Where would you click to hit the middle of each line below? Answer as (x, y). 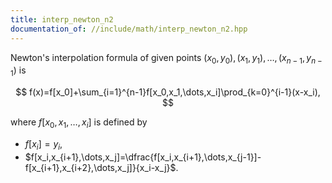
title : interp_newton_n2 (62, 19)
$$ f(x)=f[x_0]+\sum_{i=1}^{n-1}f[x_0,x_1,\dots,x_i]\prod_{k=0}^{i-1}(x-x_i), (168, 92)
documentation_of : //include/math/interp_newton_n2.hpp (129, 29)
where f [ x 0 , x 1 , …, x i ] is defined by (79, 123)
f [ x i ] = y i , (43, 144)
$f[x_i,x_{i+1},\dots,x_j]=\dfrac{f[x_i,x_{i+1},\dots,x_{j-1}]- (143, 157)
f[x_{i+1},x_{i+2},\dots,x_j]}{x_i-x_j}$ (100, 167)
